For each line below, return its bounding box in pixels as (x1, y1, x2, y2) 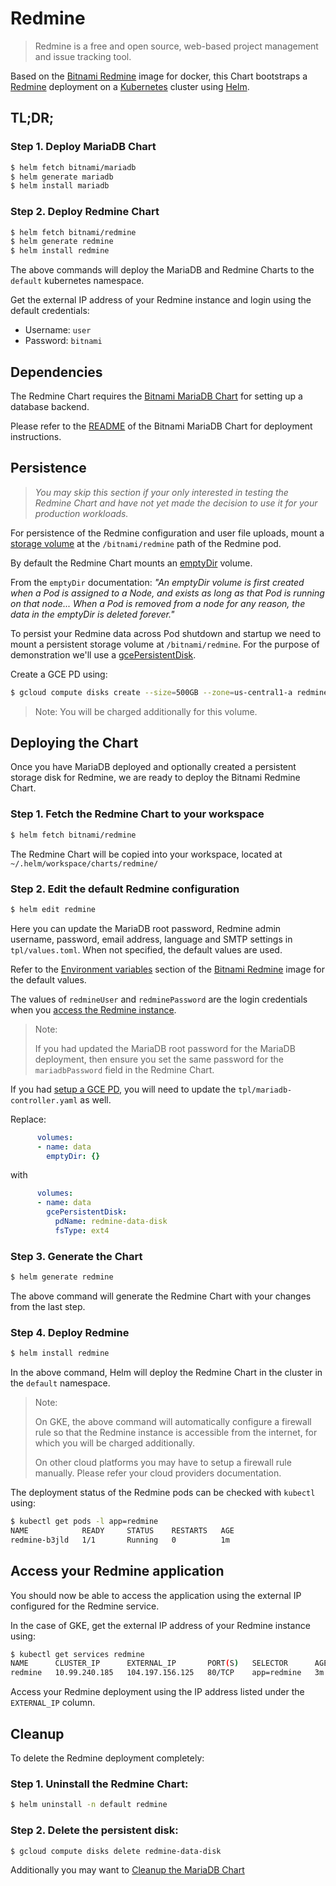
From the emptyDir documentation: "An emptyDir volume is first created (10, 576, 305, 588)
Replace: (10, 1113, 47, 1125)
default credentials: (10, 305, 90, 317)
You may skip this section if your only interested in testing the (34, 486, 289, 498)
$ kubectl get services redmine (10, 1649, 145, 1659)
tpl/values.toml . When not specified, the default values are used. (10, 943, 283, 956)
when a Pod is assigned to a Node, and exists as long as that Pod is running (10, 587, 325, 599)
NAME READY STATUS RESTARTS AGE (10, 1526, 235, 1536)
